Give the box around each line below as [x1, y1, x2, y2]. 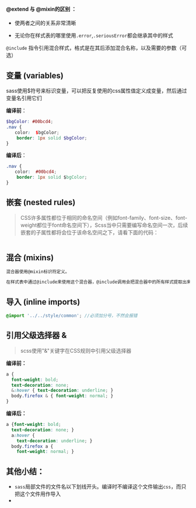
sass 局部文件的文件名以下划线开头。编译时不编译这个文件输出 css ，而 [14, 483, 181, 490]
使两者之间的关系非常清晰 [14, 19, 76, 26]
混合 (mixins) [6, 253, 54, 263]
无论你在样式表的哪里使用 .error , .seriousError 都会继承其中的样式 [14, 32, 173, 39]
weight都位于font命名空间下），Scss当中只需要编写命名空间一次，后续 [20, 221, 188, 229]
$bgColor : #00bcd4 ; [6, 119, 54, 125]
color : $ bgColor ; [14, 129, 60, 135]
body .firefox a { [11, 443, 54, 449]
